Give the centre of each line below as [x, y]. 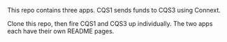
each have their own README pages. [61, 31]
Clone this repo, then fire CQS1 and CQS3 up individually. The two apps [110, 23]
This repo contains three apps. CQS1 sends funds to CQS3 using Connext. [114, 10]
